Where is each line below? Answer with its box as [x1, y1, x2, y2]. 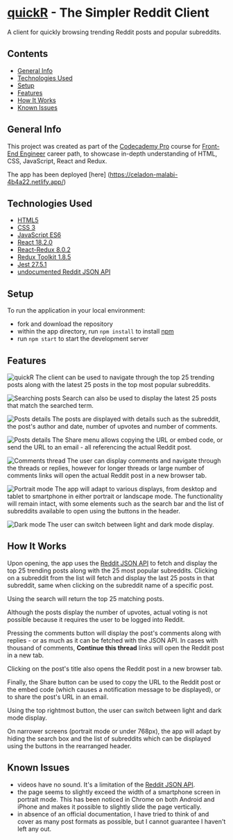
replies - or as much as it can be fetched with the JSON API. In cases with [7, 636, 218, 644]
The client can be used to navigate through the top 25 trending [35, 373, 215, 381]
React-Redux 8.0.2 [17, 245, 71, 254]
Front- [202, 142, 220, 150]
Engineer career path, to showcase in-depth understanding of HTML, [19, 149, 218, 158]
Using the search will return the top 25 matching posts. [7, 594, 164, 602]
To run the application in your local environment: [7, 306, 146, 315]
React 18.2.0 [17, 238, 53, 247]
